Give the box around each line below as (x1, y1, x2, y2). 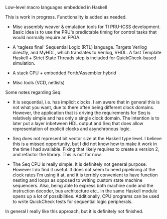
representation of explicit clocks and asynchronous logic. (12, 126, 131, 132)
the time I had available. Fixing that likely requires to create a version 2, (12, 146, 159, 152)
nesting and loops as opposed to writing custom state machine (12, 177, 143, 183)
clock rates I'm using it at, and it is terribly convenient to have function (12, 172, 158, 178)
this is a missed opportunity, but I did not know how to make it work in (12, 141, 157, 147)
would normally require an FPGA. (12, 35, 81, 40)
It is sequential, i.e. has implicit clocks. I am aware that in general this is (12, 99, 160, 105)
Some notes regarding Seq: (5, 89, 62, 95)
